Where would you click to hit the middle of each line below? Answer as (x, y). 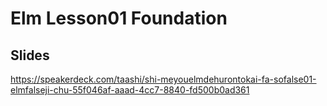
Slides (30, 55)
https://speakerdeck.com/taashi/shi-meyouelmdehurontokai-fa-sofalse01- (163, 79)
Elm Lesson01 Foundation (119, 18)
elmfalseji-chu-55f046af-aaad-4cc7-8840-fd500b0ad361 (130, 90)
